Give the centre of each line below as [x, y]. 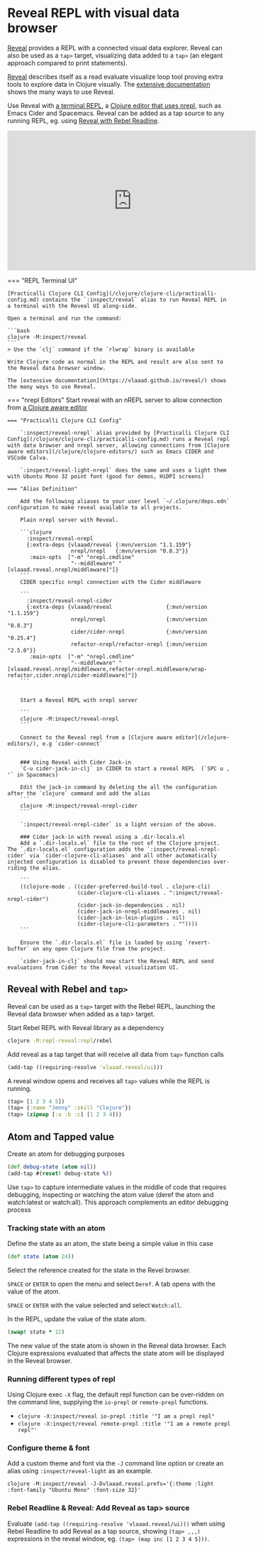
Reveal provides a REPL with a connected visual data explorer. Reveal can [115, 48]
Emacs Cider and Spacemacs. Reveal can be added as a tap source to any [116, 113]
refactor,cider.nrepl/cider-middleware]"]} [73, 675]
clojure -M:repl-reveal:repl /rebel [60, 1041]
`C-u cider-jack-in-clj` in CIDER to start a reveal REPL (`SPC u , [125, 769]
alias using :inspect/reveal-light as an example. [80, 1471]
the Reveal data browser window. [57, 368]
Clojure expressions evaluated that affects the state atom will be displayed [116, 1353]
